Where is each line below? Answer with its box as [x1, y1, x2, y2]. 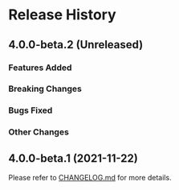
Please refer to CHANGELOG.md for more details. [8, 173, 172, 183]
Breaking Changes [8, 83, 83, 94]
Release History [8, 6, 116, 24]
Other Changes [8, 126, 70, 138]
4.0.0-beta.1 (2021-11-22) [8, 151, 138, 165]
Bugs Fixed [8, 105, 53, 116]
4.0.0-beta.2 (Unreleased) [8, 38, 144, 52]
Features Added [8, 62, 72, 73]
